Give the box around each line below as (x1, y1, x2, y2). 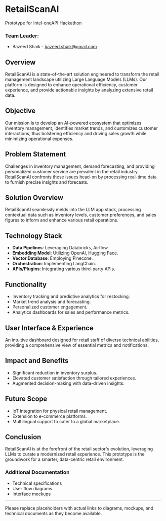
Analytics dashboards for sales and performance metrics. (12, 309, 130, 315)
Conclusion (5, 433, 41, 441)
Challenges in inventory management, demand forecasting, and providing (5, 163, 155, 169)
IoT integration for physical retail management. (12, 408, 108, 414)
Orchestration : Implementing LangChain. (12, 261, 96, 267)
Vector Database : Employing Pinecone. (12, 255, 93, 261)
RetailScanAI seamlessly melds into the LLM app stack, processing (5, 207, 141, 213)
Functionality (5, 280, 47, 289)
